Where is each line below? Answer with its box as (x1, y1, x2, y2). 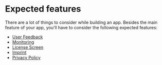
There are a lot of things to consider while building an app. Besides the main (5, 19, 158, 25)
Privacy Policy (12, 54, 41, 60)
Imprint (12, 49, 27, 55)
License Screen (12, 44, 44, 50)
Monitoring (12, 39, 34, 45)
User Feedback (12, 34, 43, 40)
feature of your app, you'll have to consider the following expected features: (5, 24, 158, 30)
